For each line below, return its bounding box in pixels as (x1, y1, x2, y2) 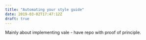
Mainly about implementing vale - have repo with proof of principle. (5, 30, 141, 36)
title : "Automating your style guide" (5, 7, 84, 12)
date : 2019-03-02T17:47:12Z (5, 12, 63, 17)
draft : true (5, 16, 29, 21)
